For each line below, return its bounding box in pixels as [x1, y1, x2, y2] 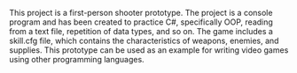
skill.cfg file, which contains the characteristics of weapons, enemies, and [9, 35, 279, 46]
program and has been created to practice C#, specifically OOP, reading [9, 17, 273, 27]
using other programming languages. [9, 55, 145, 64]
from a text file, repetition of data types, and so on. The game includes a [9, 26, 273, 36]
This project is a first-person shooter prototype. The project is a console [9, 8, 273, 18]
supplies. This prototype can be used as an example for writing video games [9, 45, 289, 55]
